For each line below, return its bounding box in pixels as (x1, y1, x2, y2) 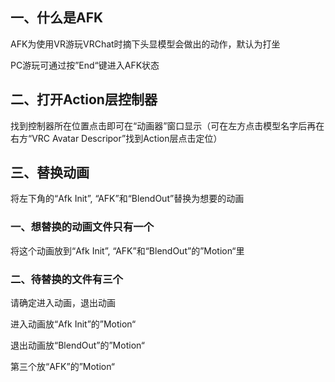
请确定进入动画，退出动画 (10, 297, 116, 309)
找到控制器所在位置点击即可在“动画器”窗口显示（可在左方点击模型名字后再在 (10, 119, 325, 132)
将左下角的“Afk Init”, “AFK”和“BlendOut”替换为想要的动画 (10, 193, 245, 205)
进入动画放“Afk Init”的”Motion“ (10, 318, 137, 330)
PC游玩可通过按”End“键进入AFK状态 (10, 59, 160, 71)
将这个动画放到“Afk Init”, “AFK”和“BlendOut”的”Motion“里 (10, 244, 245, 257)
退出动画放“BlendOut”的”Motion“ (10, 339, 145, 352)
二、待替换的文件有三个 (10, 272, 123, 286)
